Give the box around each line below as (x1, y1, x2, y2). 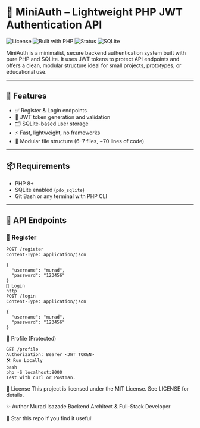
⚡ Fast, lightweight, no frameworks (14, 129, 101, 136)
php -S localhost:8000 (6, 370, 62, 376)
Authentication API (6, 18, 102, 32)
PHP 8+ (14, 180, 34, 187)
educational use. (6, 68, 47, 75)
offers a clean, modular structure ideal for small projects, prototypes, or (6, 62, 182, 69)
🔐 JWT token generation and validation (14, 113, 111, 121)
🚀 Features (6, 91, 47, 101)
